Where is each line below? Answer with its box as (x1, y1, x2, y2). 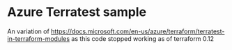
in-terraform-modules (7, 34, 70, 42)
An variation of (7, 27, 50, 35)
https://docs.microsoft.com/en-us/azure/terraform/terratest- (51, 27, 225, 35)
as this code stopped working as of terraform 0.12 (71, 34, 215, 42)
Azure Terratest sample (7, 4, 147, 20)
